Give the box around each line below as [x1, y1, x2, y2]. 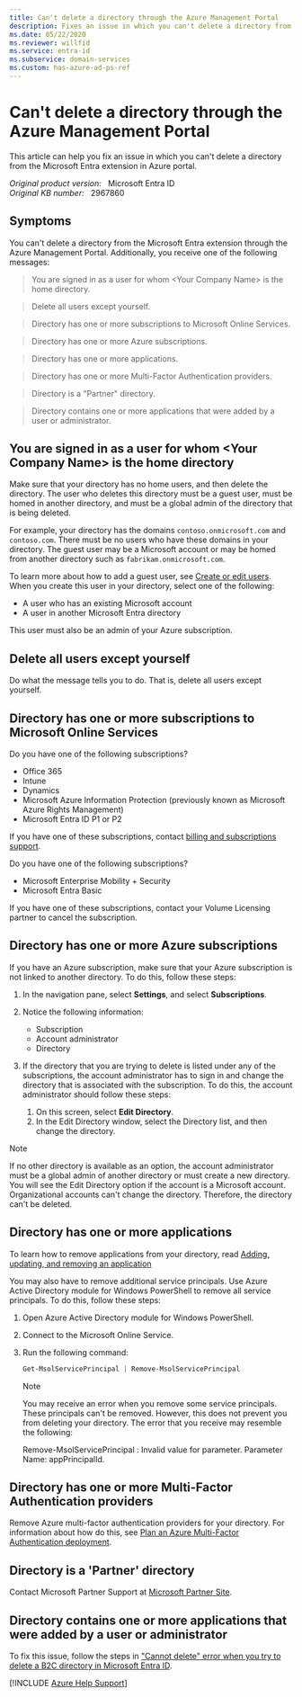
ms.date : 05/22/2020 [9, 30, 87, 39]
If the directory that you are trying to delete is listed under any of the [22, 1060, 276, 1071]
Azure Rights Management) [22, 804, 124, 815]
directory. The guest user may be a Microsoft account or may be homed [9, 544, 276, 555]
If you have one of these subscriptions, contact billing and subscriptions [9, 831, 277, 842]
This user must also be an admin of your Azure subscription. [9, 625, 233, 636]
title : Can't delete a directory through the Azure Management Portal [9, 13, 280, 22]
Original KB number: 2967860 [9, 187, 125, 198]
